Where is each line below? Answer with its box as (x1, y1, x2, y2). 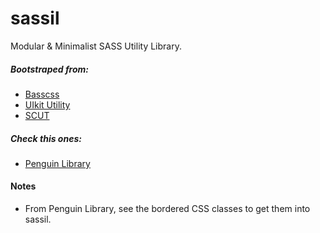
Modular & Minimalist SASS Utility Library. (10, 40, 182, 52)
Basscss (24, 88, 60, 100)
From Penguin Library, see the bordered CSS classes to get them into (24, 203, 311, 215)
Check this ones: (10, 132, 82, 144)
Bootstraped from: (10, 63, 90, 75)
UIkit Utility (24, 98, 71, 111)
